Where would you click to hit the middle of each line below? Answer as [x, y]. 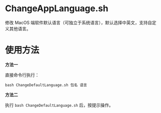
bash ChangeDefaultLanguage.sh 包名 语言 [46, 85]
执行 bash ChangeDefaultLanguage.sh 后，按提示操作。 [59, 105]
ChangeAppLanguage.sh [57, 9]
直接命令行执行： [22, 75]
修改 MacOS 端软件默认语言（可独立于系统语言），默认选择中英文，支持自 [79, 22]
